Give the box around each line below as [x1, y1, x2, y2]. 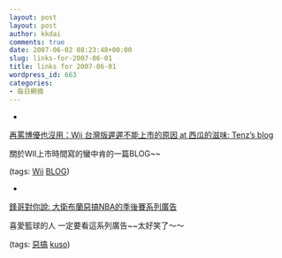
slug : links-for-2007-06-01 [9, 54, 113, 63]
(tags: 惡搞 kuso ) [9, 239, 71, 249]
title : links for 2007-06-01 [9, 63, 117, 72]
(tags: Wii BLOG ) [9, 165, 71, 177]
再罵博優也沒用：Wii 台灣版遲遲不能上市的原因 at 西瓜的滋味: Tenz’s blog [9, 129, 274, 140]
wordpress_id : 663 [9, 71, 77, 80]
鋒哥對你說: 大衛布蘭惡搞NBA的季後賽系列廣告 [9, 201, 178, 212]
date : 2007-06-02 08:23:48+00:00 [9, 46, 133, 55]
